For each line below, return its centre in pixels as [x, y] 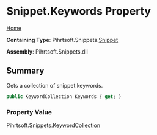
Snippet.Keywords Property [79, 11]
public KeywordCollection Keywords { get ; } [64, 96]
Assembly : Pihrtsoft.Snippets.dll [47, 51]
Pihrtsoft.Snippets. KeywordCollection [53, 125]
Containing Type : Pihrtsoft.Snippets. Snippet [62, 40]
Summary [25, 71]
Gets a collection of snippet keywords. [55, 85]
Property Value [29, 112]
